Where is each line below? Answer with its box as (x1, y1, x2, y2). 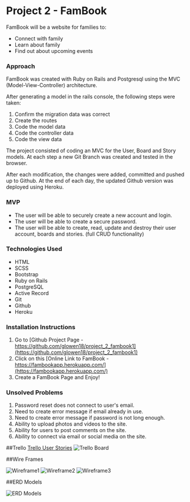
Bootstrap (14, 270, 39, 277)
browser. (6, 160, 28, 167)
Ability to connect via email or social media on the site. (14, 433, 147, 440)
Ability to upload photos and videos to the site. (14, 420, 127, 427)
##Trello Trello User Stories (6, 444, 73, 451)
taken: (6, 99, 22, 106)
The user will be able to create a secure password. (14, 217, 137, 225)
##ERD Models (6, 478, 42, 486)
